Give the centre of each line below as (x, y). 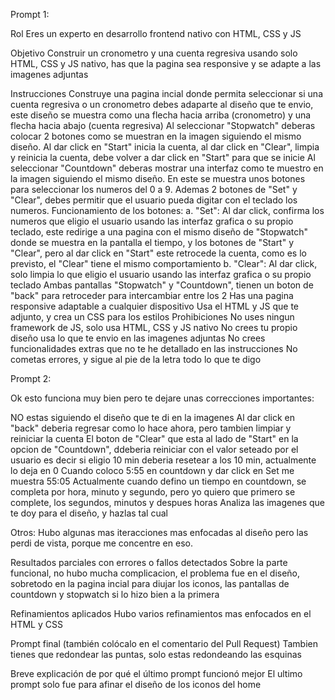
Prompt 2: (31, 378)
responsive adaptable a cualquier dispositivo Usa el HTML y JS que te (154, 306)
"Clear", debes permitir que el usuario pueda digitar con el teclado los (154, 200)
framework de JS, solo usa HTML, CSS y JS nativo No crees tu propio (154, 327)
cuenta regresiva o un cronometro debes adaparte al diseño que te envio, (162, 104)
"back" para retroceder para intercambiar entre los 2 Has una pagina (152, 295)
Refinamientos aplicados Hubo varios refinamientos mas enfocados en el (161, 613)
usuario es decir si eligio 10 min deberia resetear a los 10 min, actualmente (163, 460)
